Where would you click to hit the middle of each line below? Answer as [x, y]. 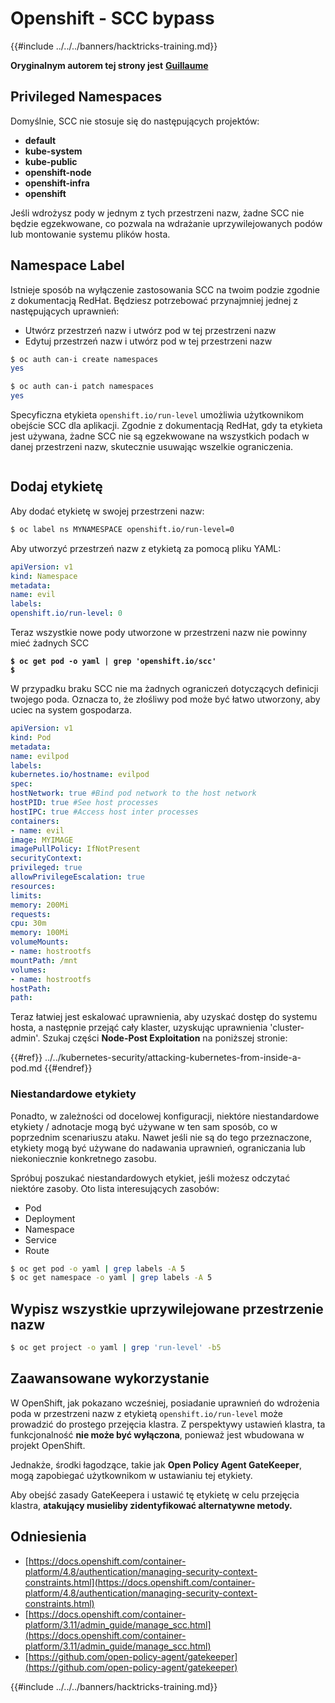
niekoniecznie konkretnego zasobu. [83, 1158]
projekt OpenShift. [48, 1445]
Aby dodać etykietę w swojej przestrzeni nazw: [107, 511]
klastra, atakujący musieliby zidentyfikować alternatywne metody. [151, 1505]
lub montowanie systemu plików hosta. [90, 234]
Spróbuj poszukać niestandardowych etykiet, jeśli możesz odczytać [150, 1178]
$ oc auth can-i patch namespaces [82, 387]
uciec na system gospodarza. [71, 710]
